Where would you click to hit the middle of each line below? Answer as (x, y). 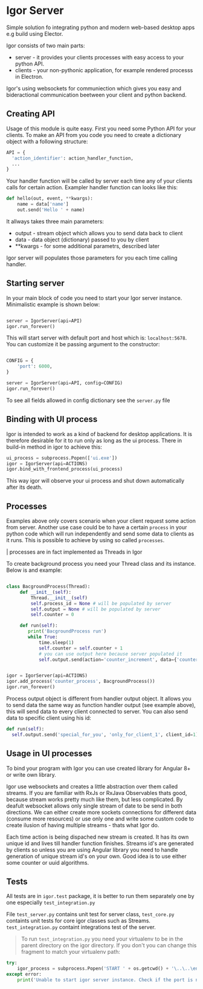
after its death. (24, 487)
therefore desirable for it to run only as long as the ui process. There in (94, 440)
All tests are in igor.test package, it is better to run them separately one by (100, 896)
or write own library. (31, 774)
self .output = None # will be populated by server (96, 609)
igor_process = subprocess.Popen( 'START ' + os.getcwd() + (93, 969)
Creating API (31, 114)
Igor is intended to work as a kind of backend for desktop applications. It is (99, 434)
